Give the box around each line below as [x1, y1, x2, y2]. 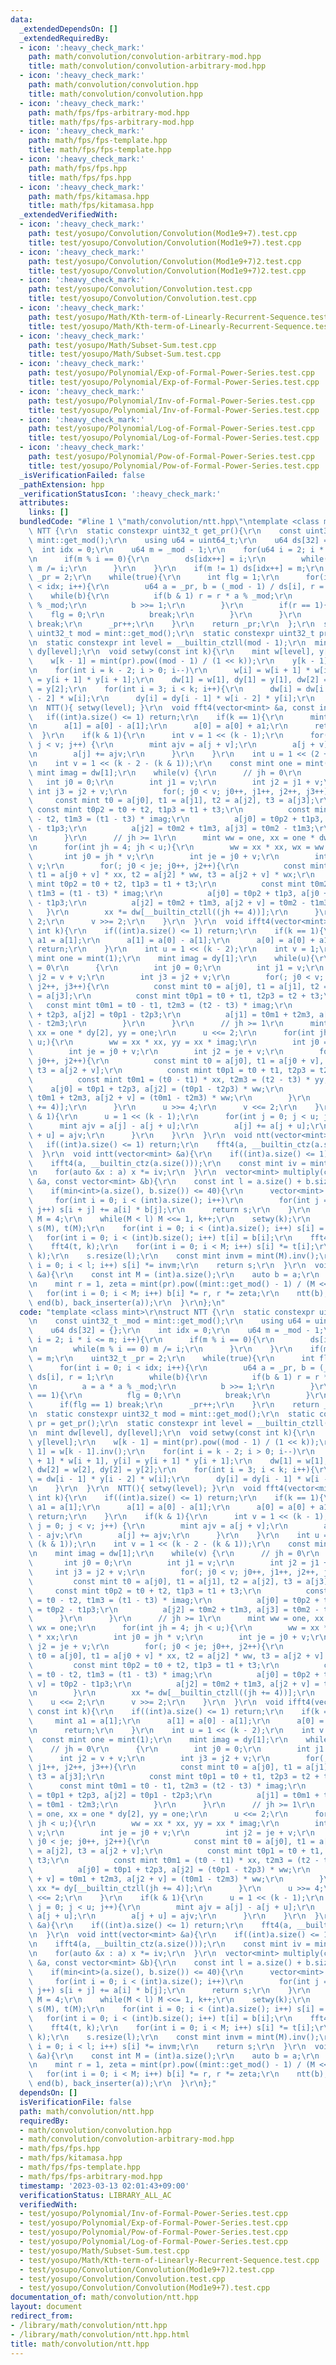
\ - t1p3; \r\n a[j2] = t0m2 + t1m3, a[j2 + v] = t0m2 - [28, 898, 307, 908]
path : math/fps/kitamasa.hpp [28, 191, 150, 201]
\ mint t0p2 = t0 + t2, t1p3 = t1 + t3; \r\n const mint [28, 879, 307, 890]
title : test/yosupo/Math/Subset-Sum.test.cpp [28, 349, 222, 360]
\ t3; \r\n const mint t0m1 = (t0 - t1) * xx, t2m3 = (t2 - [28, 1856, 320, 1866]
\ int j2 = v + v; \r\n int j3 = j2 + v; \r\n [28, 1753, 271, 1763]
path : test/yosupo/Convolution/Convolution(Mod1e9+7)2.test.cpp [28, 256, 302, 266]
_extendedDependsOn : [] [19, 24, 118, 34]
